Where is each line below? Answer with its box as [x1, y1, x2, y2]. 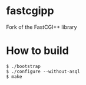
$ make [6, 73, 22, 80]
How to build [6, 44, 69, 57]
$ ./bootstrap [6, 63, 41, 69]
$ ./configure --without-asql [6, 69, 81, 74]
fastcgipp [6, 4, 54, 18]
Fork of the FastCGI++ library [6, 23, 78, 30]
